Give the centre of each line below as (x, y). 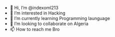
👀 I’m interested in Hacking (38, 13)
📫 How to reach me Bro (35, 29)
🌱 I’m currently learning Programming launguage (60, 18)
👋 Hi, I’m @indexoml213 (34, 8)
